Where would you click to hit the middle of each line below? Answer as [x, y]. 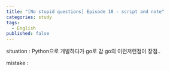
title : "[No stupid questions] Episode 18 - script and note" [85, 12]
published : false [28, 34]
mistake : [17, 63]
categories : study [29, 17]
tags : [13, 22]
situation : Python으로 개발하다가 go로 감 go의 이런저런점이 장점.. [84, 51]
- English [24, 28]
